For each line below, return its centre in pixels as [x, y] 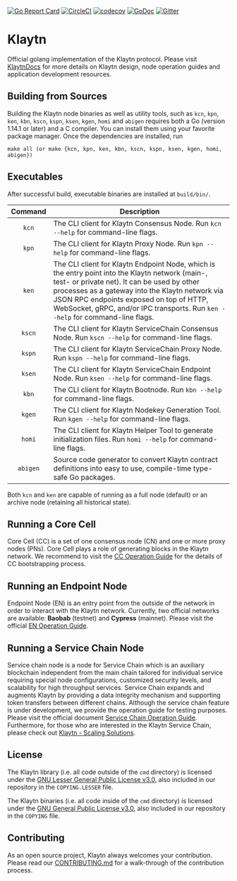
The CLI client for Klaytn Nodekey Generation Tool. [137, 410]
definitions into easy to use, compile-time [122, 468]
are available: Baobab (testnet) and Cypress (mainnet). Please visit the [110, 618]
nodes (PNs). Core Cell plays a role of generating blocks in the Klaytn [108, 549]
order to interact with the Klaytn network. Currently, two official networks [114, 611]
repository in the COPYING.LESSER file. [60, 787]
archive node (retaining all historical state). [69, 502]
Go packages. [92, 477]
